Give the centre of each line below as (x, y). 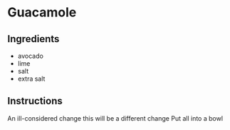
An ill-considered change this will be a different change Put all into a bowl (115, 118)
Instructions (35, 101)
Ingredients (33, 39)
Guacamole (42, 12)
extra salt (31, 79)
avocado (31, 56)
